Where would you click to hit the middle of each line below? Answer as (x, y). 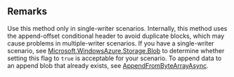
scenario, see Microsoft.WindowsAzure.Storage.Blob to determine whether (116, 50)
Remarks (27, 12)
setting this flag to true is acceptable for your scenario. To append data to (115, 58)
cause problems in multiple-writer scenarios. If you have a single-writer (111, 43)
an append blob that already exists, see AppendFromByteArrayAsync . (108, 65)
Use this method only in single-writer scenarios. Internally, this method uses (117, 28)
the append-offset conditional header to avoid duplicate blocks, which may (116, 36)
